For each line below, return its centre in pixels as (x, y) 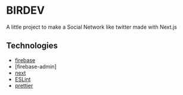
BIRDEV (25, 10)
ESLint (23, 79)
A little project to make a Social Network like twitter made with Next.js (91, 27)
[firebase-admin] (35, 66)
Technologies (32, 46)
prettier (24, 85)
